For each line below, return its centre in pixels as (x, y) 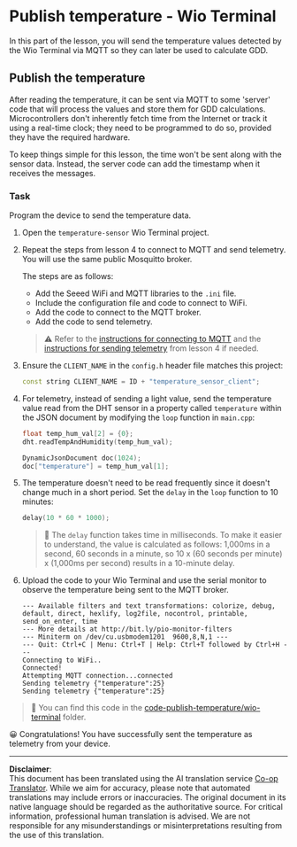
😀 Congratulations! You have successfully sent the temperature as (131, 734)
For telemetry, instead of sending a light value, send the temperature (147, 398)
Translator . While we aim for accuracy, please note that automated (130, 788)
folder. (75, 717)
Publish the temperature (77, 78)
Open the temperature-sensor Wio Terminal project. (115, 233)
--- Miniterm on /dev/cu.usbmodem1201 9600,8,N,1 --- (125, 637)
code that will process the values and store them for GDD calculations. (137, 109)
